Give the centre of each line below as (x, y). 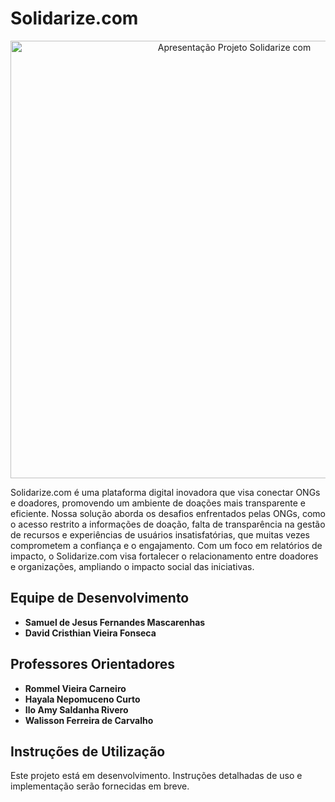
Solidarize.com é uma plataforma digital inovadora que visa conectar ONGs (165, 492)
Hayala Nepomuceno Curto (82, 699)
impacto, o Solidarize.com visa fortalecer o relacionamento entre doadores (164, 556)
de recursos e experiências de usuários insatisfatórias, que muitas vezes (160, 534)
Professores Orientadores (93, 664)
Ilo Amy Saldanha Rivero (76, 709)
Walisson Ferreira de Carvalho (89, 720)
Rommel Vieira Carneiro (75, 688)
